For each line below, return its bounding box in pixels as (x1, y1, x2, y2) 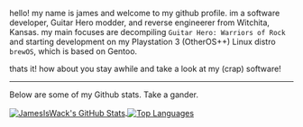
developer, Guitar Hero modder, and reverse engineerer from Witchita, (9, 17, 271, 28)
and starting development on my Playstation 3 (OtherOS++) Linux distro (9, 36, 277, 47)
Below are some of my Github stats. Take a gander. (9, 89, 198, 100)
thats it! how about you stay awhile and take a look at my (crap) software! (9, 63, 281, 74)
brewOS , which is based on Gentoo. (9, 46, 138, 57)
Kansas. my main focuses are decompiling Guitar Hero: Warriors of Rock (9, 27, 286, 37)
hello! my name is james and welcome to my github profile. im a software (9, 8, 280, 18)
